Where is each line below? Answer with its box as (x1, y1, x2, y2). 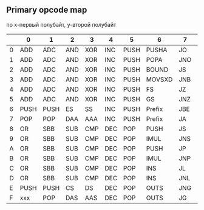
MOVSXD (146, 75, 173, 84)
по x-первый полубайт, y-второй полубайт (6, 21, 117, 28)
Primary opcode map (6, 5, 87, 15)
